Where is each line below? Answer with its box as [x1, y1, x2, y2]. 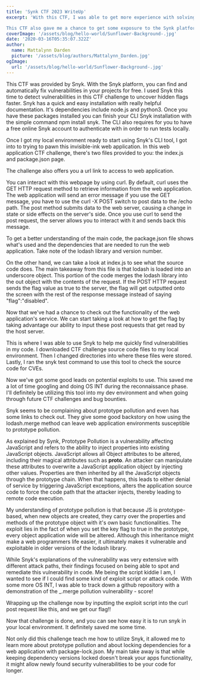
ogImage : [6, 58, 28, 65]
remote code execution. [6, 494, 64, 502]
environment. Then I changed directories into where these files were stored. [6, 352, 192, 359]
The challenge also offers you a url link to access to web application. [6, 167, 174, 174]
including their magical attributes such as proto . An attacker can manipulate [6, 457, 192, 464]
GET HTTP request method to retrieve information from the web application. [6, 185, 192, 192]
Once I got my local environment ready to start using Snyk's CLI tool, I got [6, 136, 187, 143]
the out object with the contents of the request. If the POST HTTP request [6, 278, 187, 285]
